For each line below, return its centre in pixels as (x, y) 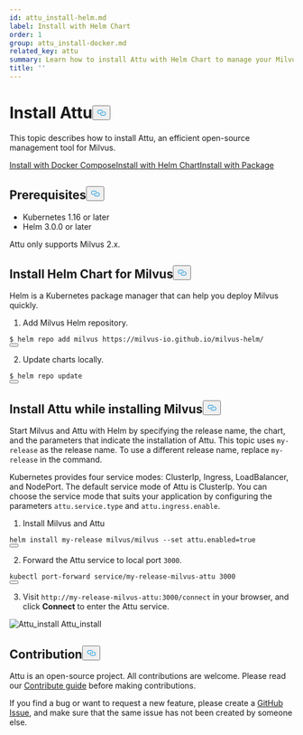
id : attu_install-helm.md (58, 18)
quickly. (24, 306)
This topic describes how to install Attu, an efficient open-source (130, 137)
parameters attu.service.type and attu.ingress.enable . (115, 506)
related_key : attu (44, 52)
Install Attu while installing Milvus (106, 409)
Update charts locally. (63, 360)
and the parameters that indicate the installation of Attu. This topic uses (142, 440)
